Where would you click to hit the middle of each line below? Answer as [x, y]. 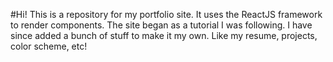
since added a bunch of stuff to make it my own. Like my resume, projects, [164, 35]
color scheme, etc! [49, 46]
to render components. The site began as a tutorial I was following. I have [161, 25]
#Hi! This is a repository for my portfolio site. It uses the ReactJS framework [166, 14]
